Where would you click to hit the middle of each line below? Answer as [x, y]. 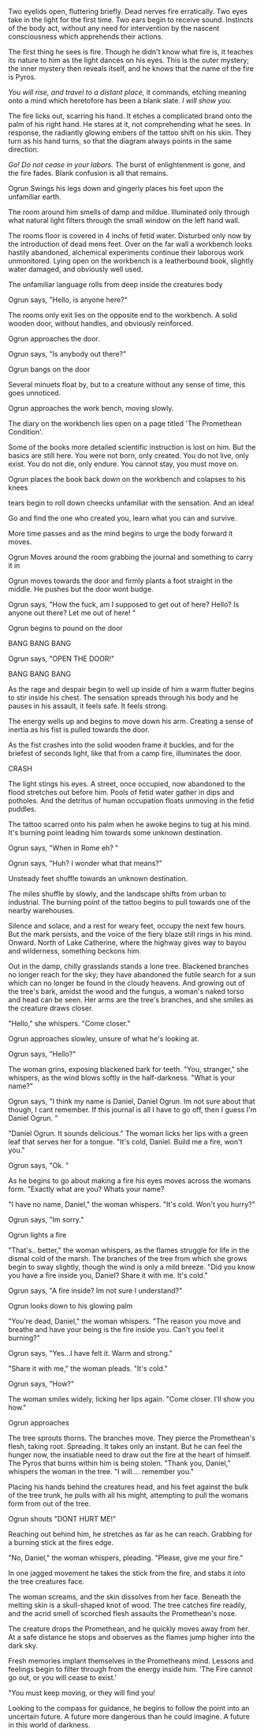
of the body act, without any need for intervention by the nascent [114, 28]
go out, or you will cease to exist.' [62, 1678]
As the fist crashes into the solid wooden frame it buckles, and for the [121, 745]
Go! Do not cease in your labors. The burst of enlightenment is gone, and [127, 164]
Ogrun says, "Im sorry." [46, 1219]
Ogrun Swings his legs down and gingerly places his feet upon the [116, 188]
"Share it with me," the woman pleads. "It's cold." [88, 1368]
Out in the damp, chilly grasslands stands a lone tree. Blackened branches [129, 966]
